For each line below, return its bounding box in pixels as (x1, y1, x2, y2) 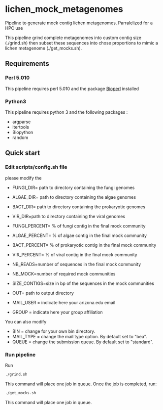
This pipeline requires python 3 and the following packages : (5, 109, 128, 115)
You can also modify (5, 319, 47, 324)
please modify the (5, 175, 42, 181)
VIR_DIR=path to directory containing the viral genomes (12, 213, 126, 219)
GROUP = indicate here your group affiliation (12, 309, 103, 315)
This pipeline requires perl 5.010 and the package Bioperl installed (5, 86, 139, 91)
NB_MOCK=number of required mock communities (12, 271, 116, 276)
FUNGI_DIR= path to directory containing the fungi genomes (12, 184, 135, 190)
